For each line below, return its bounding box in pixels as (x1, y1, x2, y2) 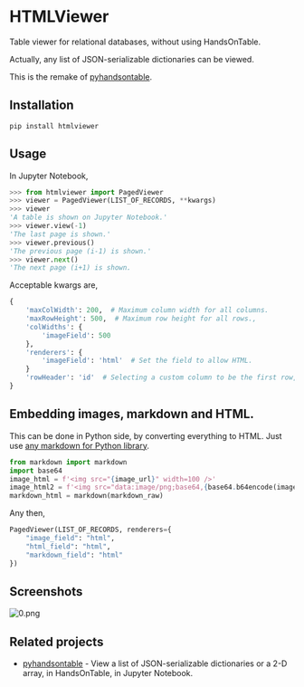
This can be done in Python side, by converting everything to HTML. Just (9, 430, 282, 441)
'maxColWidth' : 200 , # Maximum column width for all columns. (25, 306, 270, 315)
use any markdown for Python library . (9, 440, 150, 451)
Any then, (9, 508, 45, 519)
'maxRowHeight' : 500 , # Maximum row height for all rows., (25, 314, 257, 323)
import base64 (9, 466, 63, 475)
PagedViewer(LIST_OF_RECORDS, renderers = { (9, 525, 172, 535)
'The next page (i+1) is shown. (9, 263, 131, 272)
